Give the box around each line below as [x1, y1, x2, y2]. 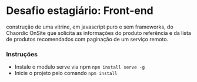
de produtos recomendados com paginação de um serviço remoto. [6, 35, 169, 42]
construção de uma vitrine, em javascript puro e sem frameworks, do [6, 23, 173, 30]
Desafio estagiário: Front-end [6, 4, 154, 17]
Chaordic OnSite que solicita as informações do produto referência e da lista [6, 29, 191, 36]
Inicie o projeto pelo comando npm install [14, 70, 118, 77]
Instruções [6, 50, 38, 58]
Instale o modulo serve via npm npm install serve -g [14, 63, 145, 70]
